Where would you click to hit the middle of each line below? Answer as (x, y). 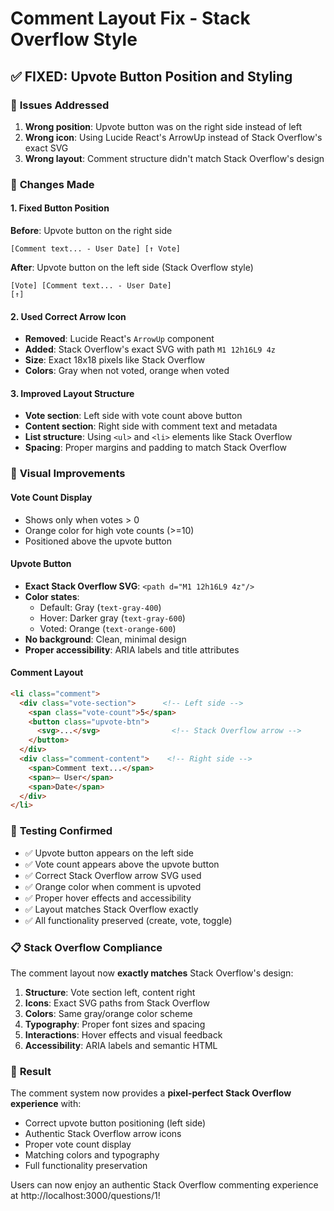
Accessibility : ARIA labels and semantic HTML (121, 1045)
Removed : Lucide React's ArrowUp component (119, 339)
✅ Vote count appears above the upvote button (122, 864)
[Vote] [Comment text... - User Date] (91, 286)
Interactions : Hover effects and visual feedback (123, 1034)
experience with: (46, 1104)
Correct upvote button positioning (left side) (115, 1123)
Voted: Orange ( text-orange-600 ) (108, 628)
